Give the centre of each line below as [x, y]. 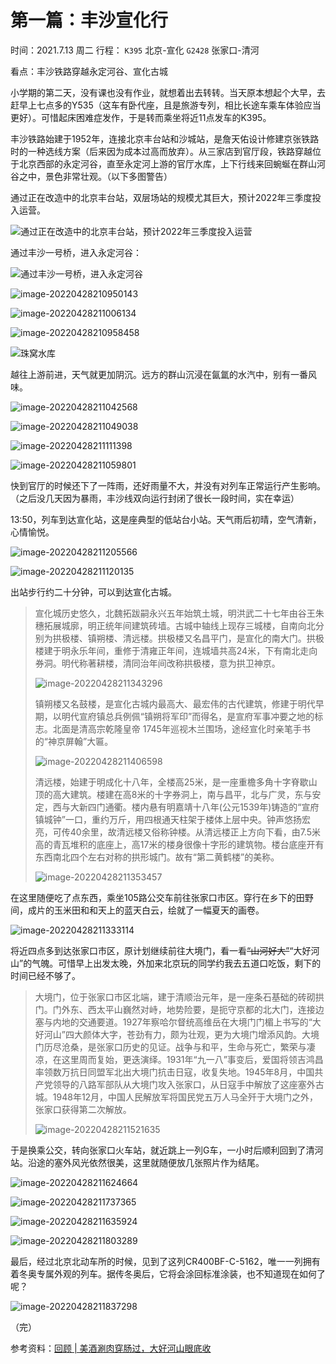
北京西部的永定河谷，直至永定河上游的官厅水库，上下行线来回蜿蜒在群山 [167, 163]
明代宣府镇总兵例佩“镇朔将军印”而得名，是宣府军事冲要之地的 [188, 716]
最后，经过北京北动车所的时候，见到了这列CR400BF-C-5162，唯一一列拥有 [165, 1261]
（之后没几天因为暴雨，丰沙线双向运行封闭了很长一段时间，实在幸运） [155, 498]
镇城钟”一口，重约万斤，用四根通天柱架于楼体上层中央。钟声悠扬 [168, 819]
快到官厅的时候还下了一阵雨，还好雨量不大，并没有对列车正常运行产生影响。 [168, 485]
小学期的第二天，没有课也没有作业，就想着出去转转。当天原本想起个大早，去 [168, 92]
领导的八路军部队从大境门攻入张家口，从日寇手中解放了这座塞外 [184, 1084]
